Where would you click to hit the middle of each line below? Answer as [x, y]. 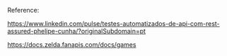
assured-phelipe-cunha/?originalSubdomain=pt [77, 31]
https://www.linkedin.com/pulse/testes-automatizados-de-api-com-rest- [114, 23]
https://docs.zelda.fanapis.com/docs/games [72, 44]
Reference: [23, 10]
